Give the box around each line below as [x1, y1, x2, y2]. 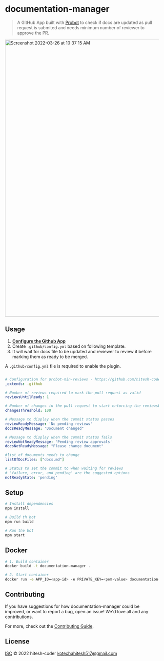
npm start [5, 533, 25, 538]
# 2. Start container [5, 572, 49, 578]
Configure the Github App [12, 338, 66, 344]
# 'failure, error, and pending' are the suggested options [5, 470, 130, 475]
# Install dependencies [5, 501, 54, 506]
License [5, 638, 30, 646]
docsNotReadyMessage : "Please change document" [5, 444, 104, 449]
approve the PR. [17, 30, 50, 36]
